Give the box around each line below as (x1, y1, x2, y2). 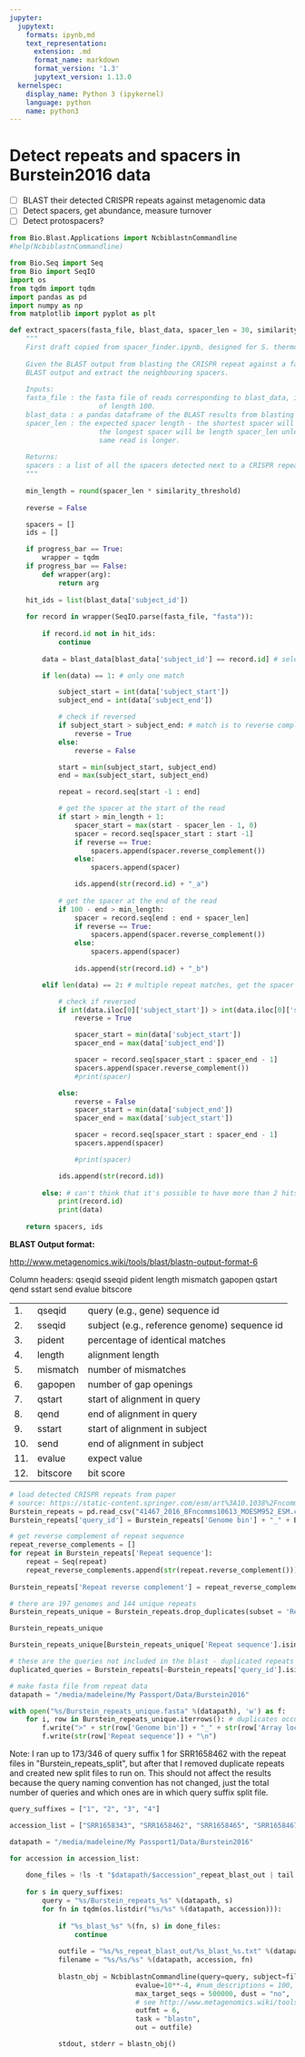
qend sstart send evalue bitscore (9, 1284, 133, 1295)
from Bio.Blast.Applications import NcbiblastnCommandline (9, 234, 238, 243)
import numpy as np (9, 301, 84, 310)
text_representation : (25, 38, 107, 48)
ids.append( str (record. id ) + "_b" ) (74, 963, 209, 973)
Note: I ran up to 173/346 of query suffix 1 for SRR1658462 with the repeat (9, 1749, 287, 1759)
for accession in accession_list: (9, 1853, 141, 1863)
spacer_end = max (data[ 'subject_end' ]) (74, 1039, 225, 1048)
